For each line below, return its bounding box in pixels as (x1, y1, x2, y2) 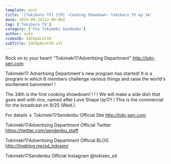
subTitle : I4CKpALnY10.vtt (5, 41, 63, 46)
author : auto (5, 31, 33, 36)
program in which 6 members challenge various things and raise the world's (5, 75, 166, 82)
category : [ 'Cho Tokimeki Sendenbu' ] (5, 27, 86, 32)
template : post (5, 7, 38, 13)
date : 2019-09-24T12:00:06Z (5, 17, 66, 22)
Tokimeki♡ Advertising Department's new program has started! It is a (5, 70, 153, 76)
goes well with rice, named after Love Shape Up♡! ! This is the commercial (5, 96, 164, 102)
